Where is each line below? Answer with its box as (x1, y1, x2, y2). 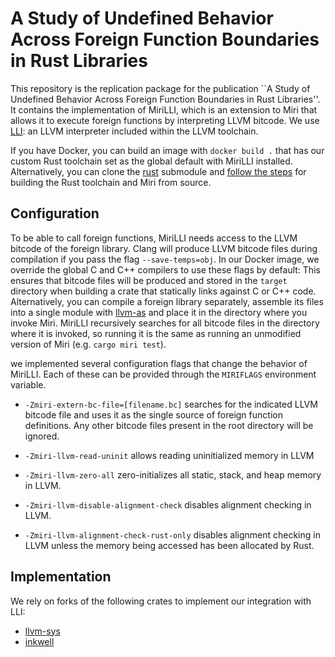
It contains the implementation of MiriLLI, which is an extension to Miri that (10, 103, 318, 116)
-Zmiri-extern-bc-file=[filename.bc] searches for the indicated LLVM (24, 398, 318, 410)
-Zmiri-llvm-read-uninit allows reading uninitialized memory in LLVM (24, 449, 315, 461)
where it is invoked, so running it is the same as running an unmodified (10, 327, 302, 339)
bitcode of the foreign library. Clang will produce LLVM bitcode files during (10, 242, 318, 254)
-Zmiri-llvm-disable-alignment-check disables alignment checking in (24, 498, 312, 511)
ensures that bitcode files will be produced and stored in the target (10, 274, 288, 286)
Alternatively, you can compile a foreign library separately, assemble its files (10, 295, 324, 307)
